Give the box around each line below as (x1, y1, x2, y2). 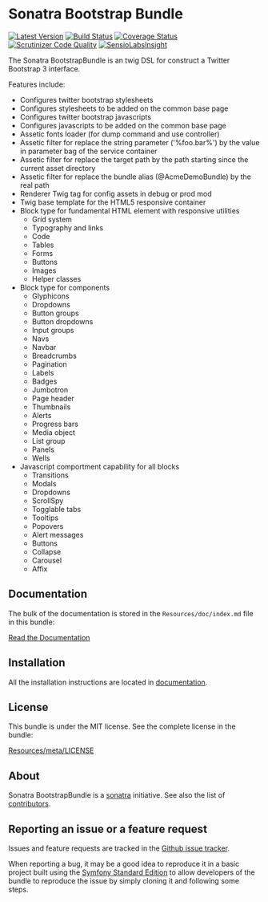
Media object (31, 427, 76, 437)
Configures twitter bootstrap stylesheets (19, 95, 154, 104)
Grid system (31, 214, 72, 224)
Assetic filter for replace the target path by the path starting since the (19, 154, 249, 165)
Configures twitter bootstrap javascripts (19, 112, 152, 121)
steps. (8, 884, 29, 894)
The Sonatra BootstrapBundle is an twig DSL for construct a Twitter (8, 55, 230, 65)
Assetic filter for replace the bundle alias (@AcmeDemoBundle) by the (19, 172, 252, 181)
